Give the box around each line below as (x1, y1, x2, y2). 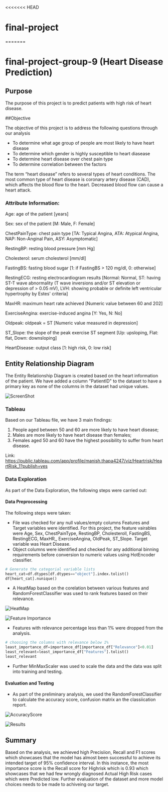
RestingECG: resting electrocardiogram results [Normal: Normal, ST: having (5, 275, 161, 281)
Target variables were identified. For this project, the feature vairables (12, 525, 157, 531)
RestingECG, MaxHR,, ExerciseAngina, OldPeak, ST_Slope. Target (12, 535, 148, 542)
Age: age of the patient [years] (5, 211, 69, 217)
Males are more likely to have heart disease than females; (12, 432, 132, 438)
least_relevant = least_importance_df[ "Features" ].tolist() (5, 649, 129, 655)
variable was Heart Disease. (12, 541, 71, 547)
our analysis (5, 130, 31, 136)
